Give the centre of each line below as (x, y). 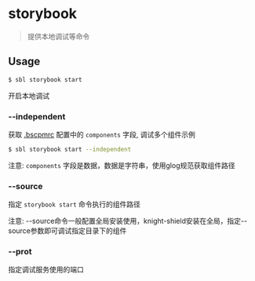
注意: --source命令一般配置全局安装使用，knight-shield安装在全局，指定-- (128, 221)
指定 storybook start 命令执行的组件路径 (75, 204)
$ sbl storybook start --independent (70, 149)
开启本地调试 (29, 96)
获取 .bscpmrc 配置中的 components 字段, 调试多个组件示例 (102, 134)
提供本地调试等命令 (58, 36)
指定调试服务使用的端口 (46, 270)
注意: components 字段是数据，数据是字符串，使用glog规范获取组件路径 (122, 165)
